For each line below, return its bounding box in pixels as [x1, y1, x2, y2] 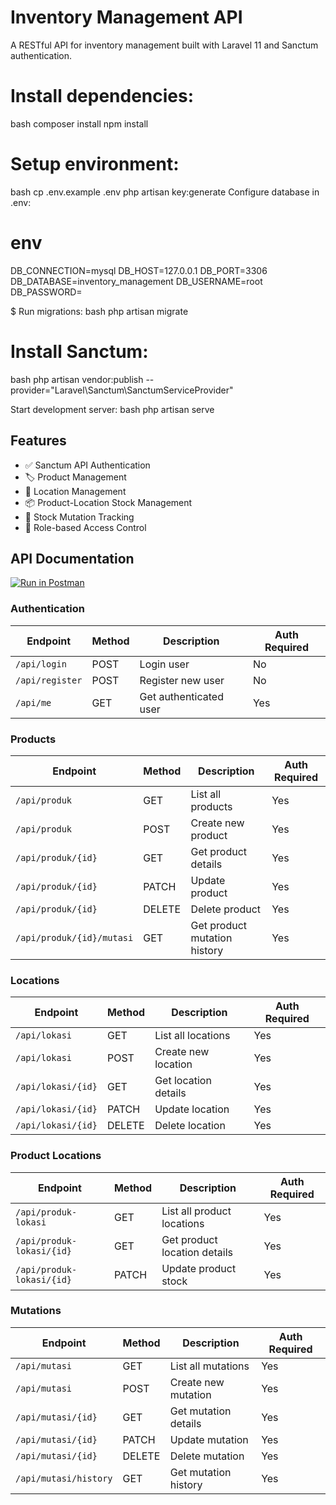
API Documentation [10, 550, 135, 567]
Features [10, 432, 67, 450]
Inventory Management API [10, 6, 243, 29]
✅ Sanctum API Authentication [24, 459, 151, 471]
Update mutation [169, 1432, 249, 1446]
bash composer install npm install [10, 117, 149, 130]
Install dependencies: [10, 85, 195, 108]
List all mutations [169, 1359, 250, 1373]
